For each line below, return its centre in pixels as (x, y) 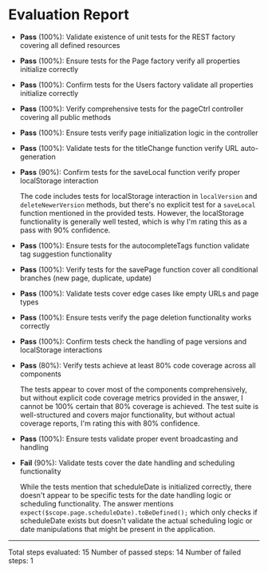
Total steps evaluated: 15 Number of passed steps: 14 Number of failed (125, 552)
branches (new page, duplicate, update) (86, 278)
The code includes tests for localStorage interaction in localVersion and (138, 196)
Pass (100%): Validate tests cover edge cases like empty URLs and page (139, 293)
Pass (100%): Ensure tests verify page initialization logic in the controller (139, 133)
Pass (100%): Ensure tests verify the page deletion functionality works (136, 317)
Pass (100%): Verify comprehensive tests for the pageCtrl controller (132, 109)
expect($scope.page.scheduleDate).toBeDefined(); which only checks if (138, 512)
